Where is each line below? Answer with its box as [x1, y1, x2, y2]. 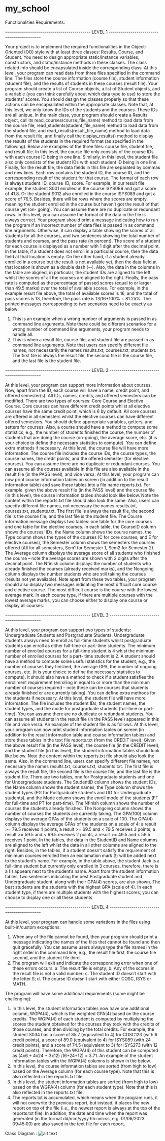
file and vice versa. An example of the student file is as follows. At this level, [5, 721, 159, 727]
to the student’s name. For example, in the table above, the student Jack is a [5, 857, 160, 863]
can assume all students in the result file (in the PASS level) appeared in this [5, 716, 159, 722]
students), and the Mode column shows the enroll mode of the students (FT [5, 795, 159, 801]
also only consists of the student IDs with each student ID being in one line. [5, 159, 158, 165]
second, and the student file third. [12, 954, 81, 961]
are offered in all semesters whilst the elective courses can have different [5, 413, 154, 419]
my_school [5, 3, 50, 14]
